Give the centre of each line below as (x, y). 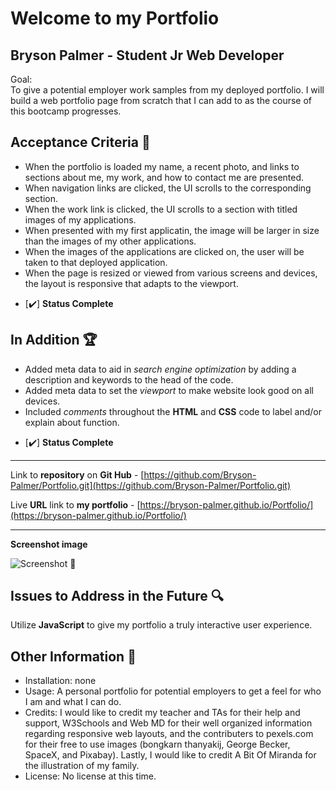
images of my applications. (80, 219)
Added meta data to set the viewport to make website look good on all (169, 390)
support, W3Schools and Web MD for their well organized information (168, 723)
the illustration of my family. (82, 766)
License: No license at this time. (90, 776)
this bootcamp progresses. (66, 111)
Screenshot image (49, 544)
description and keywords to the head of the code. (129, 379)
